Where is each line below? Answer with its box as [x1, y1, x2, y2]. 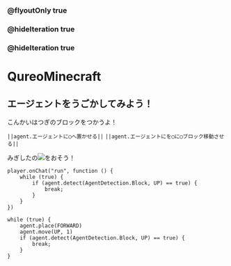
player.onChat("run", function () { [7, 167, 113, 174]
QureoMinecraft [7, 68, 102, 84]
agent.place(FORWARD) [19, 222, 82, 229]
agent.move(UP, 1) [19, 228, 73, 235]
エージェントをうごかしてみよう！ [7, 98, 153, 110]
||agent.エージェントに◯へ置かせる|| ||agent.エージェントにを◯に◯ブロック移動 [7, 133, 214, 140]
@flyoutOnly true [7, 6, 67, 15]
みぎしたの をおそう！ [7, 153, 75, 162]
